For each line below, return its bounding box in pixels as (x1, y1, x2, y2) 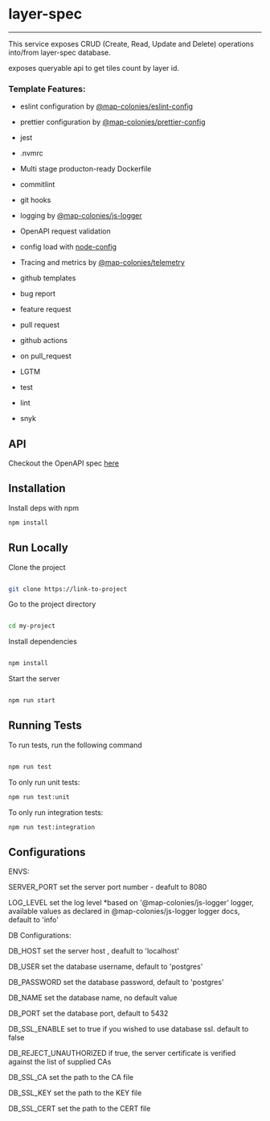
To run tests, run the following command (8, 740, 142, 750)
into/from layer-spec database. (8, 48, 111, 57)
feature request (19, 304, 72, 314)
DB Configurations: (8, 931, 72, 941)
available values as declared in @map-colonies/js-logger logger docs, (8, 907, 240, 916)
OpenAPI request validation (19, 226, 111, 236)
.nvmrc (19, 148, 44, 158)
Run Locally (8, 541, 68, 555)
